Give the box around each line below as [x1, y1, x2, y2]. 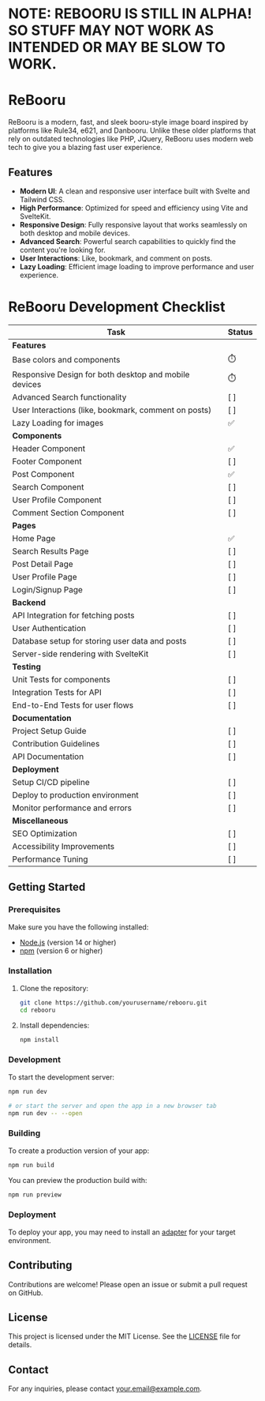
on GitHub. [8, 1288, 43, 1298]
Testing [12, 661, 42, 672]
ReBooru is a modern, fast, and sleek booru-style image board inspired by [8, 118, 248, 127]
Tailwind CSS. [19, 194, 65, 204]
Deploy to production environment [12, 789, 140, 800]
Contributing [8, 1259, 73, 1272]
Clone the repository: [19, 983, 89, 993]
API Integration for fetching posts [12, 610, 135, 621]
